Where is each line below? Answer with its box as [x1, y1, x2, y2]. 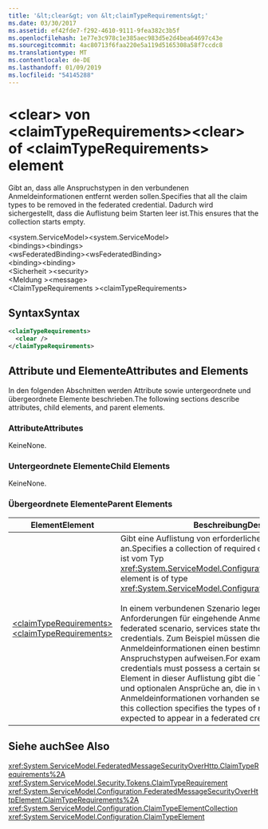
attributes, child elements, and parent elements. [8, 403, 165, 412]
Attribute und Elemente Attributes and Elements [8, 364, 249, 378]
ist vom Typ [120, 553, 164, 564]
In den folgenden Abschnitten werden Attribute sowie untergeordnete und [8, 385, 251, 395]
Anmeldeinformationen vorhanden [120, 692, 249, 704]
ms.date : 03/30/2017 [8, 19, 77, 27]
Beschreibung [193, 519, 248, 530]
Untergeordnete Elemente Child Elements [8, 461, 170, 472]
